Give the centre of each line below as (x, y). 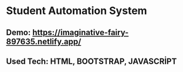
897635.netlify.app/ (44, 41)
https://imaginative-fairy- (80, 32)
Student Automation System (77, 11)
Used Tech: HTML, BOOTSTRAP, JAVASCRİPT (91, 61)
